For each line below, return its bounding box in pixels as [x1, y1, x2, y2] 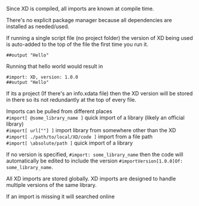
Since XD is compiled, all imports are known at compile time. [6, 5, 154, 12]
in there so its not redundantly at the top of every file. [6, 96, 137, 103]
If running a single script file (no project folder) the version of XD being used [6, 35, 193, 41]
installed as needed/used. [6, 23, 70, 30]
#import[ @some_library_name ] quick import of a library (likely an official [6, 114, 185, 121]
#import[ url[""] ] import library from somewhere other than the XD [6, 127, 176, 133]
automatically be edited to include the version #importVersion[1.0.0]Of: [6, 157, 183, 164]
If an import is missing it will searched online [6, 193, 115, 200]
